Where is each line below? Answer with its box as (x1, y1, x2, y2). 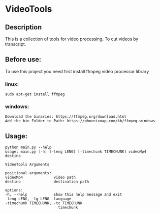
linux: (5, 80, 19, 87)
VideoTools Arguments (5, 162, 50, 167)
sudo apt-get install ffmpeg (5, 92, 65, 97)
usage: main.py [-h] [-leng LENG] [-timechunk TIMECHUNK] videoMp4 (5, 149, 147, 154)
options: (5, 188, 23, 193)
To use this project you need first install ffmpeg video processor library (5, 68, 149, 74)
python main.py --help (5, 145, 52, 150)
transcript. (5, 41, 26, 47)
